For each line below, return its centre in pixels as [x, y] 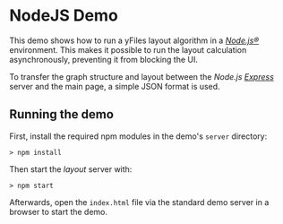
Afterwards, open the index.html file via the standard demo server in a [139, 202]
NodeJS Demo [64, 16]
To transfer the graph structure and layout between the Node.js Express [142, 76]
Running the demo [62, 114]
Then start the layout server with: [71, 169]
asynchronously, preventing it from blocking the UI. [104, 59]
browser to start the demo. [59, 211]
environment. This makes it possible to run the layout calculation [128, 49]
